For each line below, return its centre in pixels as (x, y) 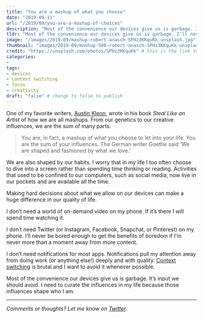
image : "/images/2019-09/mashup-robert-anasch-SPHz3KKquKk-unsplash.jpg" (101, 40)
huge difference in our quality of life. (52, 199)
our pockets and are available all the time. (58, 181)
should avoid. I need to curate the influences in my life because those (93, 285)
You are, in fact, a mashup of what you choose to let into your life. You (108, 138)
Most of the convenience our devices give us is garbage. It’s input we (93, 278)
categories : (21, 57)
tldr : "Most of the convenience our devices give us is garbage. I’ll (97, 34)
